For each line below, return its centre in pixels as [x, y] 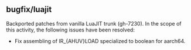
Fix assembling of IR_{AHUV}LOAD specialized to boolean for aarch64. [100, 41]
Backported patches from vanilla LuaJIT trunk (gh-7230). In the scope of [94, 23]
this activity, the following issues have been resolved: [70, 30]
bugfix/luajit [29, 10]
